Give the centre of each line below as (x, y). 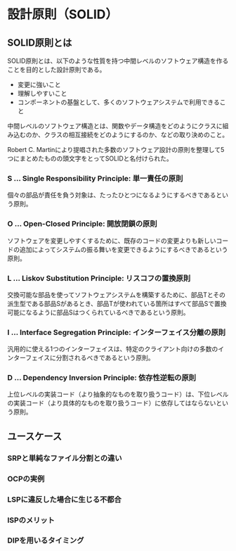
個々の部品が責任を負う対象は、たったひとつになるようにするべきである (112, 195)
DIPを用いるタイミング (46, 540)
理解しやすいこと (42, 93)
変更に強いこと (39, 84)
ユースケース (34, 436)
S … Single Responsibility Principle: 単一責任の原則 (95, 178)
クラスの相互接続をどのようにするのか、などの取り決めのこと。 (136, 135)
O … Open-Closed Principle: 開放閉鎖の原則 (82, 224)
